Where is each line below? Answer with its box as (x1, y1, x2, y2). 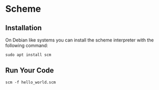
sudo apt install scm (5, 52, 52, 57)
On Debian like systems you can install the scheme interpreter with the (5, 37, 154, 43)
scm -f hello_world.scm (5, 80, 56, 85)
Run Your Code (5, 66, 54, 75)
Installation (5, 24, 42, 32)
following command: (5, 42, 49, 49)
